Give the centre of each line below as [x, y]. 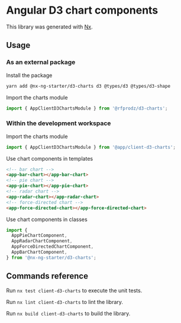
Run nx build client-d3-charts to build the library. [68, 313]
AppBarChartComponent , [39, 252]
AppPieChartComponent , [39, 236]
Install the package [29, 75]
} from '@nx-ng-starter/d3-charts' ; [51, 258]
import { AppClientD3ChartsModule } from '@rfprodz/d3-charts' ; [87, 108]
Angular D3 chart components [82, 10]
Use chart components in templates [50, 158]
